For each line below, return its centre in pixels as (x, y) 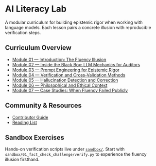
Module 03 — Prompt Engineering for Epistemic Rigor (66, 70)
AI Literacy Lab (36, 9)
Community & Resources (43, 106)
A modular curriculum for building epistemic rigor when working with (74, 22)
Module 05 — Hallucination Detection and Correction (65, 80)
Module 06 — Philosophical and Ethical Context (60, 85)
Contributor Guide (30, 117)
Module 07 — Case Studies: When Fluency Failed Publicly (70, 90)
